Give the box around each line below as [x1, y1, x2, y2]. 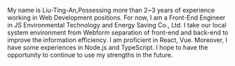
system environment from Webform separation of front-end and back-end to [7, 28, 229, 37]
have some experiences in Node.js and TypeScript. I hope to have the [7, 44, 208, 51]
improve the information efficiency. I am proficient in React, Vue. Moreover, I [7, 36, 228, 44]
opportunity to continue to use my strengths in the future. [7, 51, 173, 59]
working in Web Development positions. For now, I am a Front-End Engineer [7, 13, 226, 22]
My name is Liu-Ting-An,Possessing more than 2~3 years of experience [7, 6, 215, 14]
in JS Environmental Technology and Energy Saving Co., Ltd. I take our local [7, 21, 227, 29]
